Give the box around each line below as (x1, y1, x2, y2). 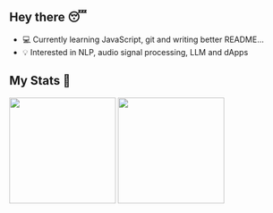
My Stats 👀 (9, 73, 72, 88)
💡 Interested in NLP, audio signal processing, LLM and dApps (21, 46, 249, 57)
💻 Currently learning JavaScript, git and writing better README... (21, 34, 264, 45)
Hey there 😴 (9, 10, 87, 25)
